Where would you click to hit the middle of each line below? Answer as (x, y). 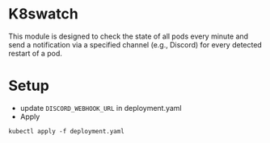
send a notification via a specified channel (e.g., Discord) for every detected (135, 44)
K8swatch (43, 14)
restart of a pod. (35, 53)
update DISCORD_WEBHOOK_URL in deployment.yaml (101, 108)
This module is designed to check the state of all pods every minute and (129, 36)
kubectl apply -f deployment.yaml (67, 131)
